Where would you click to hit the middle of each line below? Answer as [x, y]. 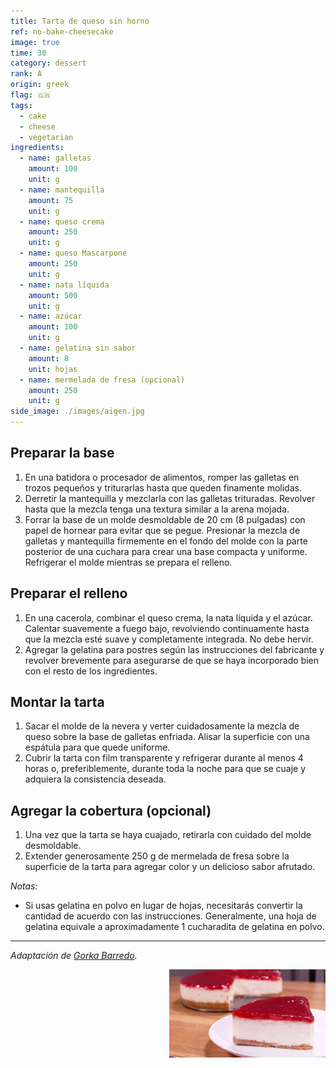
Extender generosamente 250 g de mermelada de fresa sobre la [157, 856]
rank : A [26, 74]
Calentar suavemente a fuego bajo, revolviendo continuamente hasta [167, 628]
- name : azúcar [51, 316]
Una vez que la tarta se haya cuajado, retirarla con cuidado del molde [168, 835]
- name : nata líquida [64, 285]
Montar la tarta [57, 702]
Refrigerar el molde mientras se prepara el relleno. [128, 562]
